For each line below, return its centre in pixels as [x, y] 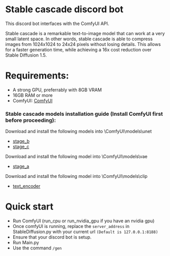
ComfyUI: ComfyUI [33, 100]
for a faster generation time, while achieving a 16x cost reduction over [78, 49]
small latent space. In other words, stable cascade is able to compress [79, 39]
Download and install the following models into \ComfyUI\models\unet [79, 132]
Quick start [29, 207]
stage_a [21, 166]
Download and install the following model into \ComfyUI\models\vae [76, 157]
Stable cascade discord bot [64, 9]
